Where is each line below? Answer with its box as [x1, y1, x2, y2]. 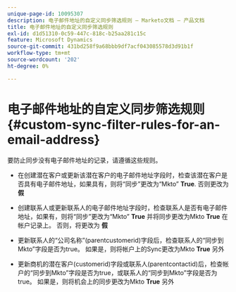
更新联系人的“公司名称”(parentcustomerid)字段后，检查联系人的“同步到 [17, 236, 224, 244]
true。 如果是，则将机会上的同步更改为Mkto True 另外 [17, 277, 175, 286]
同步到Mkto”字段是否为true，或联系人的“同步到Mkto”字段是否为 [32, 268, 218, 277]
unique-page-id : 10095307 [7, 10, 83, 18]
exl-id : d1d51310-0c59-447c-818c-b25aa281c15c [7, 30, 147, 37]
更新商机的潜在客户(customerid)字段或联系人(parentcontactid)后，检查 [17, 260, 223, 268]
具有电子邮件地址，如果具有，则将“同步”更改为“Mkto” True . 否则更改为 [23, 179, 229, 188]
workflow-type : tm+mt [7, 50, 71, 57]
